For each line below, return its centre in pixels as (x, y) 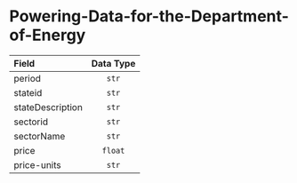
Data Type (113, 63)
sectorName (40, 136)
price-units (38, 164)
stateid (28, 92)
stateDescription (48, 107)
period (28, 78)
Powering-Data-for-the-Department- (149, 16)
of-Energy (48, 35)
